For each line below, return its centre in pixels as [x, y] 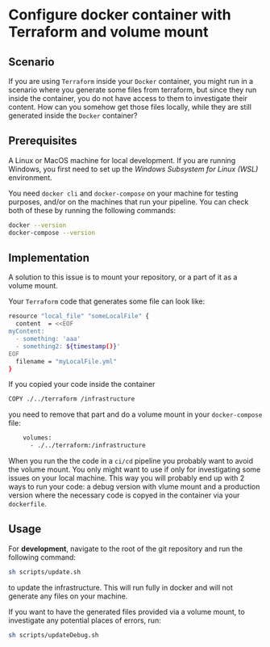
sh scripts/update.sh [45, 572]
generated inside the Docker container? [73, 116]
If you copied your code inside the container [82, 384]
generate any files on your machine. [68, 596]
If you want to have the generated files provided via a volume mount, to [127, 611]
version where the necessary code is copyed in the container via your [124, 495]
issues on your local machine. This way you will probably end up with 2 [127, 478]
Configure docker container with [120, 15]
